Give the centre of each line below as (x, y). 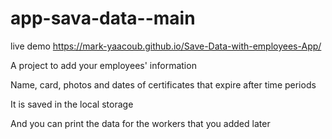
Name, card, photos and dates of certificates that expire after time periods (163, 84)
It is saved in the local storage (72, 104)
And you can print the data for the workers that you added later (140, 123)
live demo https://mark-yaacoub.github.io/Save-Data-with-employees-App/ (166, 46)
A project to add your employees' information (103, 65)
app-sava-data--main (103, 18)
